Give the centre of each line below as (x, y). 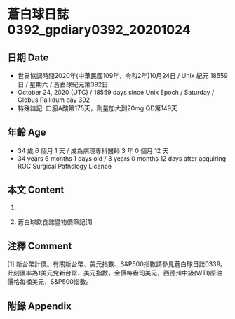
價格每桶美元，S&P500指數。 (50, 282)
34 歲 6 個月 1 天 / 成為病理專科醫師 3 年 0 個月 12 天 (93, 150)
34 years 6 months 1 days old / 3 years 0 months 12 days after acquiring (122, 158)
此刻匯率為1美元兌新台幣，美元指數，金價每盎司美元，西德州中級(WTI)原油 (115, 273)
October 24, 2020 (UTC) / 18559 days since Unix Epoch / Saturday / (116, 92)
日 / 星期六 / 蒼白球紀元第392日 (63, 84)
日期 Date (28, 57)
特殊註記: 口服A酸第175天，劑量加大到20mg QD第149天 (97, 108)
